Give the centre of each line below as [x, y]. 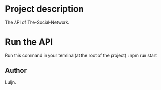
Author [16, 70]
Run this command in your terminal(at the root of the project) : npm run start [81, 55]
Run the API [29, 42]
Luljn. [10, 82]
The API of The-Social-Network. [37, 22]
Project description [44, 9]
